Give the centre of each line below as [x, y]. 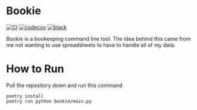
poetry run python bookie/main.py [49, 101]
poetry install [25, 96]
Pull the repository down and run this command [64, 85]
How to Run [35, 69]
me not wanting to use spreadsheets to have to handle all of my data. [91, 45]
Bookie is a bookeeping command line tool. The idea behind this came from [99, 38]
